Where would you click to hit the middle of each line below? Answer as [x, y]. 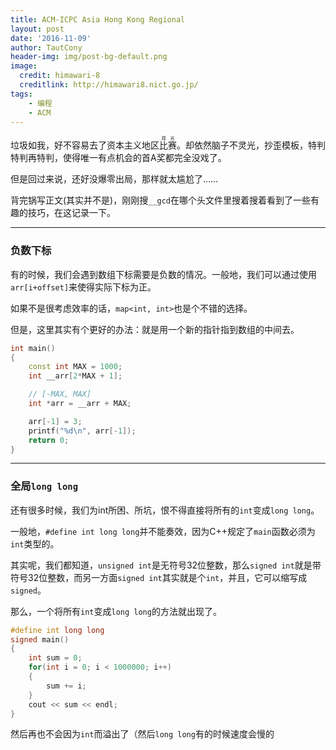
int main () [33, 348]
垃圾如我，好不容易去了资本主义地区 [85, 145]
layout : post [37, 29]
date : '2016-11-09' [51, 38]
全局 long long [44, 486]
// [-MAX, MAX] [60, 394]
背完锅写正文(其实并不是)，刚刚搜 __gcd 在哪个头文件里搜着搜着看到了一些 [161, 200]
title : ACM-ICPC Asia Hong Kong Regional [98, 19]
